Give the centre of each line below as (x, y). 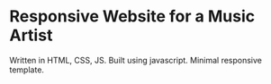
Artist (31, 35)
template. (27, 70)
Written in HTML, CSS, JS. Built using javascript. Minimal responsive (136, 60)
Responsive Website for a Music (132, 17)
